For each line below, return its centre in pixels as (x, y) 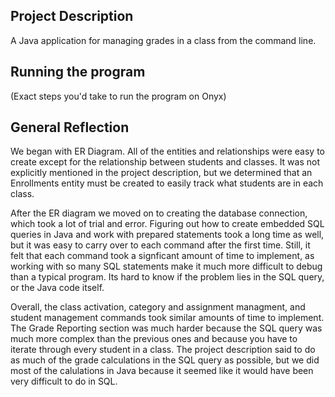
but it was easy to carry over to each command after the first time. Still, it (160, 245)
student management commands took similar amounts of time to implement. (167, 318)
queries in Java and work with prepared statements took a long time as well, (167, 235)
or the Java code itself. (57, 288)
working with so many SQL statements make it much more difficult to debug (166, 266)
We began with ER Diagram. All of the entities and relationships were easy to (167, 151)
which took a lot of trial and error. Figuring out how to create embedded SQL (167, 224)
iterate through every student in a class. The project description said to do (163, 350)
